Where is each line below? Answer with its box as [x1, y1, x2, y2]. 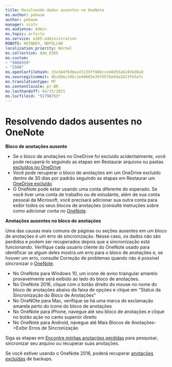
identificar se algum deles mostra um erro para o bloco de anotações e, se [5, 249, 163, 256]
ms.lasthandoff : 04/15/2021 [5, 88, 66, 94]
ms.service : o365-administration [5, 36, 77, 42]
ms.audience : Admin [5, 27, 47, 32]
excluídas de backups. [5, 356, 53, 362]
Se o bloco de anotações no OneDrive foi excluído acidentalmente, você [12, 153, 166, 160]
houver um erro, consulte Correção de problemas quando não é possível [5, 255, 159, 261]
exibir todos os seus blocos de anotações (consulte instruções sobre [12, 202, 159, 208]
